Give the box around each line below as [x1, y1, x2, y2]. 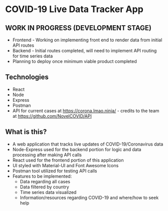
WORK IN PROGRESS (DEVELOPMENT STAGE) [5, 24, 152, 32]
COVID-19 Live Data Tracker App [5, 4, 144, 15]
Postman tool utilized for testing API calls [12, 168, 97, 174]
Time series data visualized [20, 189, 77, 195]
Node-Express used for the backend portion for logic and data [12, 146, 141, 152]
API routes [12, 42, 34, 48]
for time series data [12, 53, 53, 59]
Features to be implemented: [12, 173, 72, 179]
